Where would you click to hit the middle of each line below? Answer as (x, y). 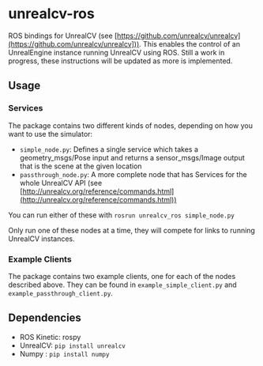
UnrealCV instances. (41, 239)
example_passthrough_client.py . (60, 292)
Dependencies (45, 318)
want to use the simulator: (51, 134)
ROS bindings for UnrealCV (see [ (63, 36)
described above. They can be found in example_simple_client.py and (122, 285)
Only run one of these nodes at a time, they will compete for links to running (131, 230)
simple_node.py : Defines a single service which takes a (109, 149)
